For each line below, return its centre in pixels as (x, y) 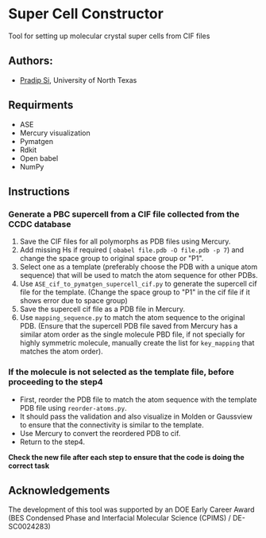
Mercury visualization (55, 133)
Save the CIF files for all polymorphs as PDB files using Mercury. (125, 242)
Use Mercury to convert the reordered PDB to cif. (100, 433)
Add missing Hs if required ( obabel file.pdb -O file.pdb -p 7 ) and (132, 250)
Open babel (39, 158)
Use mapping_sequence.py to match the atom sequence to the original (132, 318)
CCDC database (40, 224)
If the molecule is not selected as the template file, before (121, 372)
